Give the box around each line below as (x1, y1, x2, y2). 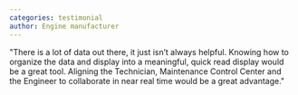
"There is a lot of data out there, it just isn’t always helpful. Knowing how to (9, 46, 290, 57)
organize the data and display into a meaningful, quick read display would (9, 56, 284, 67)
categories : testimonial (9, 13, 103, 23)
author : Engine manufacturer (9, 22, 120, 31)
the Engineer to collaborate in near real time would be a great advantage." (9, 75, 285, 86)
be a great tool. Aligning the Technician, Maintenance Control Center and (9, 65, 283, 77)
